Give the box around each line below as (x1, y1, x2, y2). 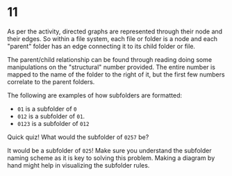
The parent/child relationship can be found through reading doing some (7, 55, 213, 63)
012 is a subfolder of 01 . (17, 112, 85, 120)
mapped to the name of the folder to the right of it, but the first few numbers (7, 70, 225, 79)
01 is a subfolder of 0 (17, 104, 78, 113)
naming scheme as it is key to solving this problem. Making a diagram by (7, 154, 215, 162)
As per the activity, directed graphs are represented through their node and (7, 27, 223, 35)
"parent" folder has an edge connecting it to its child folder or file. (7, 42, 196, 50)
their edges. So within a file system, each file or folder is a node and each (7, 34, 217, 42)
